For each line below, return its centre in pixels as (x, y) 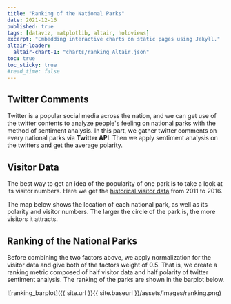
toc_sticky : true (32, 65)
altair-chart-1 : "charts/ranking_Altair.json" (81, 53)
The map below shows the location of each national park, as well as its (108, 205)
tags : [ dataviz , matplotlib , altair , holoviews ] (78, 33)
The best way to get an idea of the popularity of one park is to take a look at (115, 184)
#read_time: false (33, 71)
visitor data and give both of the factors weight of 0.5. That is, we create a (112, 265)
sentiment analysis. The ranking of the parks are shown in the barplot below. (116, 279)
